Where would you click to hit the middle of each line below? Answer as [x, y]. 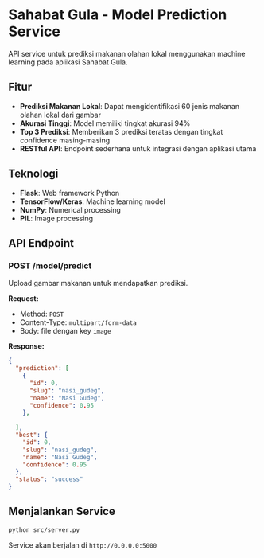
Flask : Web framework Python [70, 193]
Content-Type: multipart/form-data [78, 322]
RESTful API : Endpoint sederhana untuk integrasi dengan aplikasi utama [138, 148]
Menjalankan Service [62, 511]
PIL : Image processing [56, 218]
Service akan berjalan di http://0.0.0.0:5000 [83, 545]
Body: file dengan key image [65, 331]
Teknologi [33, 174]
